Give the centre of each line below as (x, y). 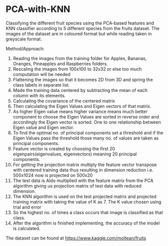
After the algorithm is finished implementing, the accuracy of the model (86, 223)
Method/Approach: (25, 48)
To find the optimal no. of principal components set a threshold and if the (88, 132)
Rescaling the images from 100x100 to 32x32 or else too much (77, 69)
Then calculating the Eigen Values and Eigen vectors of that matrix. (82, 106)
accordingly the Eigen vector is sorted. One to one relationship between (87, 122)
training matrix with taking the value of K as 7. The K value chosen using (87, 201)
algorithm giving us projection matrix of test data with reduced (77, 185)
